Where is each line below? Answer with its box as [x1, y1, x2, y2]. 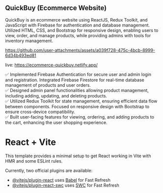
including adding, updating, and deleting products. [5, 93, 107, 98]
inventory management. [5, 38, 53, 44]
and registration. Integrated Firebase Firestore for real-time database [5, 77, 144, 83]
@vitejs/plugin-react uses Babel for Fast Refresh [12, 177, 111, 183]
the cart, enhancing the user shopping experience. [5, 120, 108, 125]
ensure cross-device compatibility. [5, 109, 75, 115]
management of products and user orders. [5, 82, 91, 88]
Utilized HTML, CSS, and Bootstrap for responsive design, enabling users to [5, 27, 159, 33]
